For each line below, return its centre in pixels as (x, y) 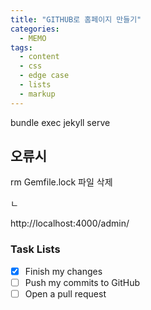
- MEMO (33, 38)
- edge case (44, 76)
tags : (21, 47)
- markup (37, 94)
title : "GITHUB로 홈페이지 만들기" (76, 19)
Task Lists (35, 249)
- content (39, 57)
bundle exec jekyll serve (60, 122)
